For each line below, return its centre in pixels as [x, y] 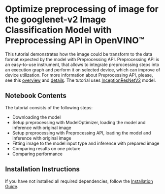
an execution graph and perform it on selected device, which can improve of [83, 69]
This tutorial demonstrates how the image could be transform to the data [79, 54]
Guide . [12, 186]
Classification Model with [58, 30]
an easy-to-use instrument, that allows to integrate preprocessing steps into [82, 65]
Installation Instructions [43, 169]
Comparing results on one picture [46, 148]
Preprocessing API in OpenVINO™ [75, 41]
